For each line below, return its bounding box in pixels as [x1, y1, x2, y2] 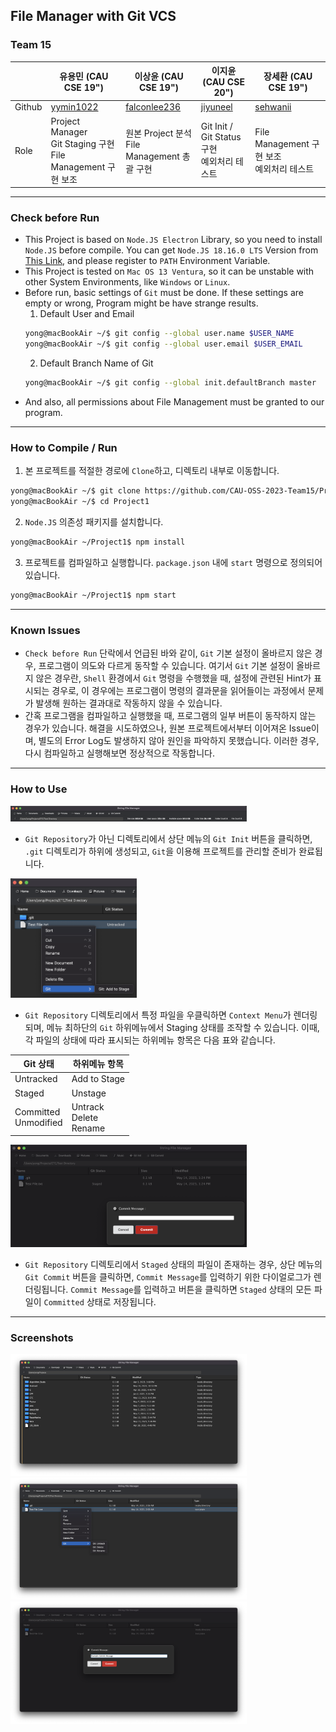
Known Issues [10, 623, 81, 637]
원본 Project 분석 [125, 127, 192, 139]
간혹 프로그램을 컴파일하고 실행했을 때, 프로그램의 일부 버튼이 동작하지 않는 [24, 710, 317, 722]
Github [14, 101, 43, 113]
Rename [71, 1122, 106, 1134]
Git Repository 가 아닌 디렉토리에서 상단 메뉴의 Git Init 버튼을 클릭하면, [24, 832, 313, 844]
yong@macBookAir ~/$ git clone [10, 486, 141, 496]
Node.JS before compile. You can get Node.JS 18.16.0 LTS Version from [24, 244, 319, 256]
